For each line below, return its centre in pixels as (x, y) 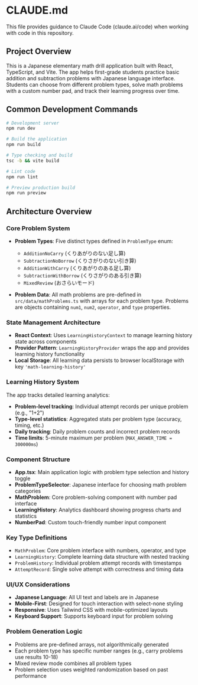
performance (31, 676)
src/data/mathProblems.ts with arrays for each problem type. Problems (102, 301)
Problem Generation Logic (44, 631)
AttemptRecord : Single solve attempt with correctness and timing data (99, 569)
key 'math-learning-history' (50, 367)
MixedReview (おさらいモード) (59, 283)
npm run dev (21, 128)
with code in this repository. (40, 32)
